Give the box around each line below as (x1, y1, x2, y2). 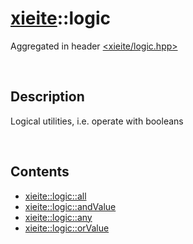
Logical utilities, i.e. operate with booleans (10, 115, 184, 127)
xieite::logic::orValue (24, 222, 110, 234)
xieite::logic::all (24, 190, 87, 202)
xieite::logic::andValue (24, 200, 117, 212)
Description (10, 88, 85, 106)
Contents (10, 163, 70, 181)
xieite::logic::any (24, 211, 93, 223)
